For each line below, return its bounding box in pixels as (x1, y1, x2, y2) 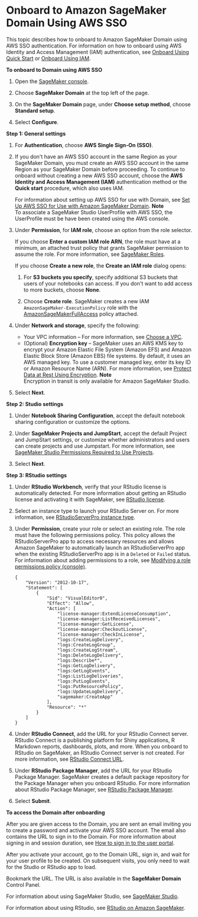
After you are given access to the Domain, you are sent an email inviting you (6, 820, 191, 827)
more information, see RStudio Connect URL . (14, 755, 124, 763)
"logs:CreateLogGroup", (57, 642, 116, 648)
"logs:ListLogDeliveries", (57, 673, 124, 679)
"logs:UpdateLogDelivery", (57, 688, 124, 694)
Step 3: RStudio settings (6, 471, 67, 478)
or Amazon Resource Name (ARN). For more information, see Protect (23, 364, 191, 372)
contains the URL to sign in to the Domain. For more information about (6, 833, 177, 840)
